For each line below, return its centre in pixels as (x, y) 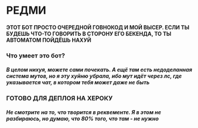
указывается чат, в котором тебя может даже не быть (78, 83)
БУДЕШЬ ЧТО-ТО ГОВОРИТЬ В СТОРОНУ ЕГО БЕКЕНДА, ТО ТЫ (89, 33)
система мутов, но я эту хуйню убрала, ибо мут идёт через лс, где (94, 76)
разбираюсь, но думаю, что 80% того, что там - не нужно (83, 119)
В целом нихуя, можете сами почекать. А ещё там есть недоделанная (99, 70)
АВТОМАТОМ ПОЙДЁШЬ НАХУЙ (49, 40)
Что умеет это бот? (36, 56)
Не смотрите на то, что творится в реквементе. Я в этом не (84, 112)
